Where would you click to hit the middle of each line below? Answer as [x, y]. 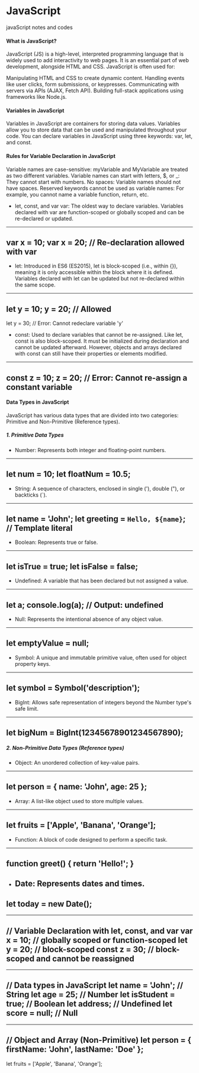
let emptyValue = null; [48, 643]
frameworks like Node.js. [36, 97]
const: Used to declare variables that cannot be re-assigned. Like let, [99, 335]
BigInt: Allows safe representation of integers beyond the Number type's [103, 702]
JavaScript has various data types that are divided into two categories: [92, 415]
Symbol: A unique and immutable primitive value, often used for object [101, 658]
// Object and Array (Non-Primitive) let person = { [99, 1040]
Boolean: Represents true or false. [56, 542]
